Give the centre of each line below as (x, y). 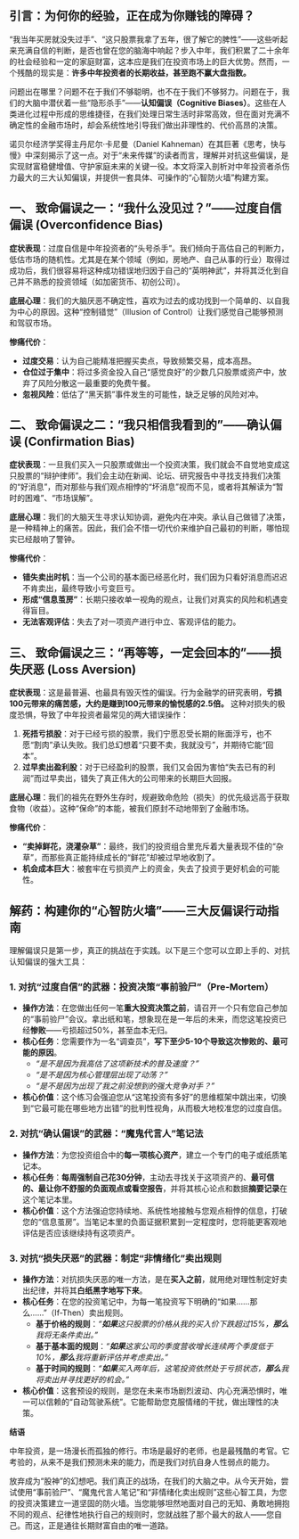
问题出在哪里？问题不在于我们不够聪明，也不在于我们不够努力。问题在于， (145, 91)
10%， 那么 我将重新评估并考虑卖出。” (102, 1357)
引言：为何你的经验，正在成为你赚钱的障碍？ (132, 16)
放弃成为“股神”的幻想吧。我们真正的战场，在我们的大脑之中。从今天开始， (145, 1481)
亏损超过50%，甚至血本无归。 (117, 1030)
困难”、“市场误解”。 (61, 498)
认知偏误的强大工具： (48, 962)
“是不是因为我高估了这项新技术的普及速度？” (117, 1064)
